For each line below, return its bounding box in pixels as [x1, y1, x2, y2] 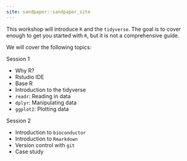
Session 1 [6, 55, 30, 62]
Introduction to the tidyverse [15, 86, 87, 93]
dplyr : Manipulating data [15, 99, 77, 106]
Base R [15, 80, 33, 87]
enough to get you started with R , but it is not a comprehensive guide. [6, 31, 180, 39]
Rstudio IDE [15, 73, 44, 80]
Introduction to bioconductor [15, 128, 86, 136]
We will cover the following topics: [6, 43, 92, 51]
